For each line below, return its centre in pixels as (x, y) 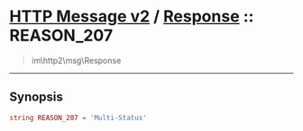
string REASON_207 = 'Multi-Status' (78, 118)
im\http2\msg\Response (76, 60)
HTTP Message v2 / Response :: (132, 17)
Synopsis (36, 97)
